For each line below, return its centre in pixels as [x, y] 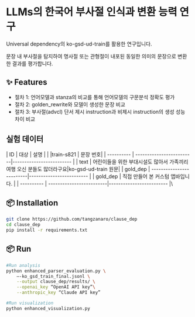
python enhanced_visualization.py [48, 308]
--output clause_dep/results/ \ [56, 282]
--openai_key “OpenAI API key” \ [56, 287]
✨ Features [27, 82]
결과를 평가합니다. [32, 63]
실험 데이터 [25, 139]
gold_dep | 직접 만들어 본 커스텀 [133, 176]
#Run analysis [23, 265]
